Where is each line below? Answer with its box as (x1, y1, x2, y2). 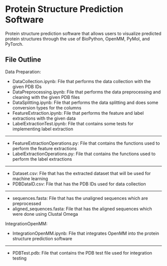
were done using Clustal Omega (12, 211, 79, 217)
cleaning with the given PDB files (12, 94, 81, 100)
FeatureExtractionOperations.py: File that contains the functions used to (12, 140, 160, 146)
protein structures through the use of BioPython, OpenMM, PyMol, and (5, 36, 150, 42)
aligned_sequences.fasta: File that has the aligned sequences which (12, 205, 153, 212)
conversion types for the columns (12, 104, 82, 110)
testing (12, 255, 27, 261)
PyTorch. (5, 41, 24, 47)
